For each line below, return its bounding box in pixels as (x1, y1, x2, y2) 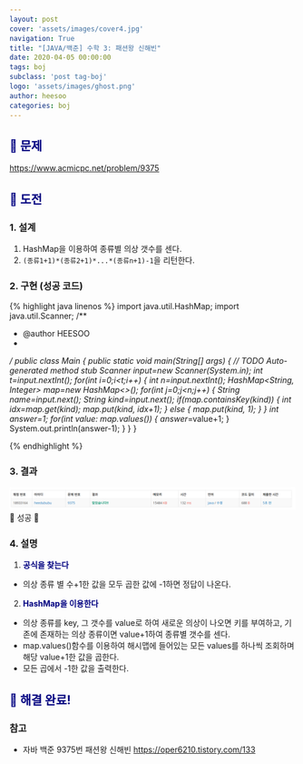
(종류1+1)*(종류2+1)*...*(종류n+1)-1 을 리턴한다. (22, 255, 195, 266)
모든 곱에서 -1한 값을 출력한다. (22, 663, 130, 674)
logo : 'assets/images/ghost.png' (9, 82, 136, 91)
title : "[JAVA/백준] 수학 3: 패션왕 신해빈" (9, 44, 161, 53)
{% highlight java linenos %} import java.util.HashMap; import (9, 301, 239, 312)
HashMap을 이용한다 (22, 598, 99, 609)
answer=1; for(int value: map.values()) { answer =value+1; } (9, 414, 230, 425)
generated (9, 365, 48, 377)
